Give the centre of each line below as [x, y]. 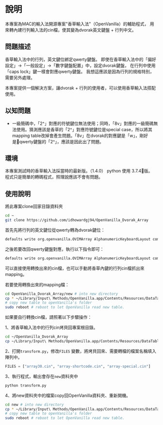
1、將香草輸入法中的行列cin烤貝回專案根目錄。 [51, 327]
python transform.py [26, 385]
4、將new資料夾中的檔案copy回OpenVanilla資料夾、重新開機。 [68, 395]
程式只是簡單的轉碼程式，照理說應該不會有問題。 [54, 177]
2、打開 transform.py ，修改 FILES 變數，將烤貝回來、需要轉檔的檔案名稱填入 [81, 351]
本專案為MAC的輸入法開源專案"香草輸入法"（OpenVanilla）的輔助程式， [77, 24]
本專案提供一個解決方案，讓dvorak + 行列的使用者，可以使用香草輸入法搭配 [81, 88]
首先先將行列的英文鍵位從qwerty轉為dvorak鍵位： [55, 230]
